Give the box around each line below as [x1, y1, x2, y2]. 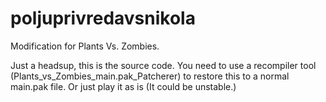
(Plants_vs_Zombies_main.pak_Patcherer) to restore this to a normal [10, 70, 290, 82]
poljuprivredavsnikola [10, 7, 196, 30]
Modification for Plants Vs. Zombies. [10, 40, 160, 52]
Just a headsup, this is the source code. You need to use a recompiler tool [10, 59, 317, 71]
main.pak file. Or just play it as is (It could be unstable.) [10, 80, 237, 92]
